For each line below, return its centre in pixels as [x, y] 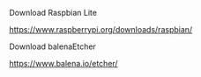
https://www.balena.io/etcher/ [63, 63]
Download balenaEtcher [53, 46]
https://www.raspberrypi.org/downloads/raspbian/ [101, 29]
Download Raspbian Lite [53, 13]
